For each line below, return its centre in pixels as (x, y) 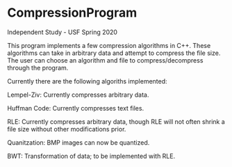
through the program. (38, 67)
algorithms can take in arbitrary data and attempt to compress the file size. (114, 53)
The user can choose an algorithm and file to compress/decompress (105, 60)
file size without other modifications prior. (67, 129)
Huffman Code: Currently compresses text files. (76, 108)
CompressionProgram (72, 13)
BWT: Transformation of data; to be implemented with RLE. (91, 156)
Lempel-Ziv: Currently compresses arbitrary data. (78, 95)
